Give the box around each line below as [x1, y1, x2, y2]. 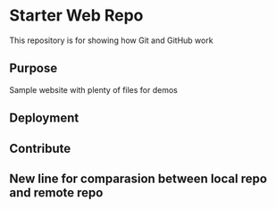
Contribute [9, 140, 71, 156]
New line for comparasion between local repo [9, 171, 268, 186]
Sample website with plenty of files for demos [9, 84, 179, 95]
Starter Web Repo [9, 5, 144, 26]
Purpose [9, 61, 58, 76]
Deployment [9, 111, 79, 126]
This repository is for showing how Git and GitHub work [9, 35, 213, 46]
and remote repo [9, 185, 104, 200]
